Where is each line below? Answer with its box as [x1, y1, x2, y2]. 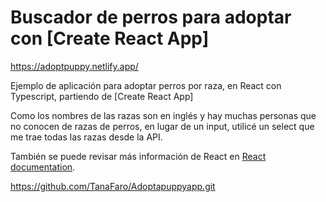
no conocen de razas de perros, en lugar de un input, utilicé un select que [10, 120, 315, 132]
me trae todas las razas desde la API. [10, 131, 163, 143]
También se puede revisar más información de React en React [10, 150, 267, 162]
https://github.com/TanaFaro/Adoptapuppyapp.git [10, 180, 216, 192]
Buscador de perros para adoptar [10, 6, 292, 29]
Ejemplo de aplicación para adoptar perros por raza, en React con [10, 79, 282, 91]
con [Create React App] [10, 27, 210, 50]
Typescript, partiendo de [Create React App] [10, 90, 194, 102]
